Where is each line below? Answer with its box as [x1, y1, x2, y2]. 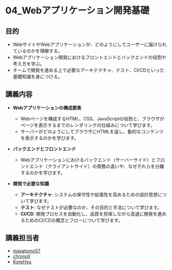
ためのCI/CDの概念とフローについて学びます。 [25, 217, 123, 223]
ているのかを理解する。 [12, 48, 63, 54]
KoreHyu [12, 258, 32, 265]
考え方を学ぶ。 [12, 61, 45, 67]
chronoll [12, 253, 30, 259]
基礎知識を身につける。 [12, 74, 63, 80]
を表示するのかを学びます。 [20, 135, 79, 141]
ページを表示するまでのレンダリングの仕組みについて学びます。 [20, 122, 155, 128]
